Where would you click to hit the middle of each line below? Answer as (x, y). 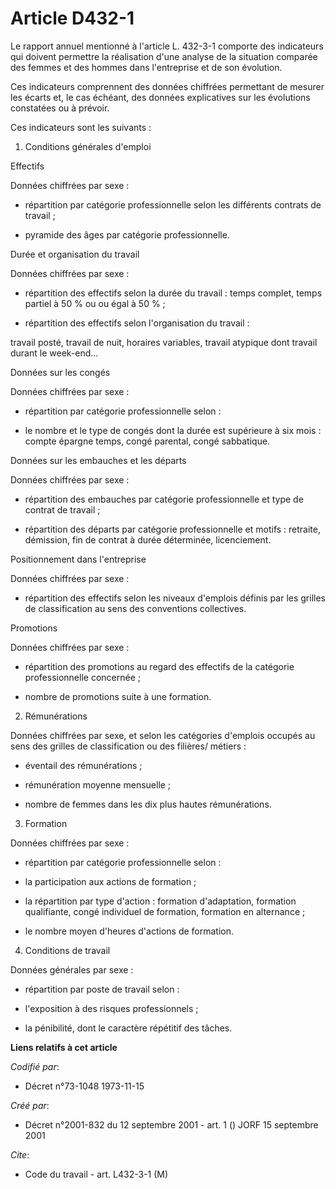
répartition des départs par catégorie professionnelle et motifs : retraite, (172, 529)
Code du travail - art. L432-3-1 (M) (96, 1174)
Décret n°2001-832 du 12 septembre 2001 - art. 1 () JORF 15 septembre (171, 1124)
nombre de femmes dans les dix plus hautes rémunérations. (148, 804)
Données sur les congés (60, 372)
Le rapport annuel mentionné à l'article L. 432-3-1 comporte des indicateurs (167, 46)
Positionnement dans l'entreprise (78, 559)
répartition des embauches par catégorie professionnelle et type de (164, 499)
